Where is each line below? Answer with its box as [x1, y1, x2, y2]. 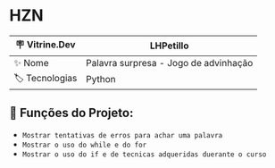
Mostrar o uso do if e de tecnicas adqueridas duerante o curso [21, 149, 267, 159]
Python [86, 73, 116, 86]
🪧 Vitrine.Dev [14, 38, 76, 50]
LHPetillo [150, 39, 189, 52]
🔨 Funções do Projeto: [9, 105, 134, 121]
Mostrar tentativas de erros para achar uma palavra [21, 130, 223, 139]
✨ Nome [13, 56, 49, 69]
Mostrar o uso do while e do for [21, 140, 147, 149]
